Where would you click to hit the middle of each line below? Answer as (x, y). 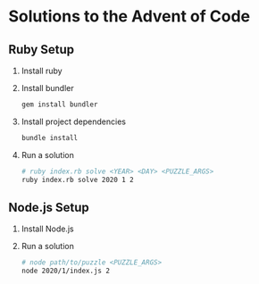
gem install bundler (59, 104)
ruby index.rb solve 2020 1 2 (78, 180)
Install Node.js (47, 229)
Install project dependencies (74, 121)
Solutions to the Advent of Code (129, 17)
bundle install (50, 138)
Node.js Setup (49, 207)
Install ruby (42, 71)
